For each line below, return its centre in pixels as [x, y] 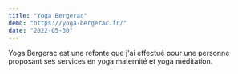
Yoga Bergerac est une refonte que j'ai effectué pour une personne [119, 53]
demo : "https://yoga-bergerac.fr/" [68, 23]
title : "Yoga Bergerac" [48, 16]
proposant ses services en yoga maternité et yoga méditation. [111, 61]
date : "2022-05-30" [41, 30]
